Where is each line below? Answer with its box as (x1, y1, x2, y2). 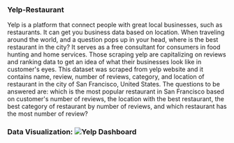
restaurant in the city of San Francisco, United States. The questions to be (7, 80, 220, 89)
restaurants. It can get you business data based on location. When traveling (7, 28, 225, 36)
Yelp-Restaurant (7, 5, 64, 15)
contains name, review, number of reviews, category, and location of (7, 73, 205, 81)
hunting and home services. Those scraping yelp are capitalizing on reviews (7, 50, 226, 59)
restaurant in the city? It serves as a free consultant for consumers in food (7, 43, 221, 52)
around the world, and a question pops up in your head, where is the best (7, 36, 219, 44)
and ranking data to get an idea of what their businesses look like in (7, 58, 202, 66)
